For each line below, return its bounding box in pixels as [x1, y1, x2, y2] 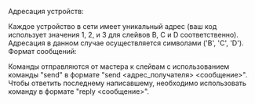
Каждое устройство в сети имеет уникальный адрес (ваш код [8, 22, 217, 30]
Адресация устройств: [8, 7, 84, 16]
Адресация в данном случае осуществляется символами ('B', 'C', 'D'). [8, 38, 245, 48]
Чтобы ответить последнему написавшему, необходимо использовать [8, 78, 247, 88]
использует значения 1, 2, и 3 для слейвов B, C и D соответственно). [8, 30, 239, 39]
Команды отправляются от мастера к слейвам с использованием [8, 62, 230, 71]
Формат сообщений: [8, 47, 77, 56]
